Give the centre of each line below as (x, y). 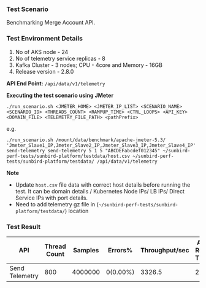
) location (77, 211)
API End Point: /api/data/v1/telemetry (56, 83)
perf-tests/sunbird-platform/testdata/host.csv (68, 156)
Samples (86, 250)
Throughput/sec (165, 250)
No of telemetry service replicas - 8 (60, 58)
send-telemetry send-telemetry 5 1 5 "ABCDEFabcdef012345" (83, 150)
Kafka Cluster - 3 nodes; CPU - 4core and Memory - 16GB (89, 65)
